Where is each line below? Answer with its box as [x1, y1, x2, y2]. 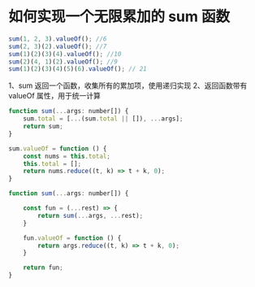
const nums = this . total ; [23, 152, 111, 160]
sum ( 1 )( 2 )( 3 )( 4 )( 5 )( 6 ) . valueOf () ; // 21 [8, 65, 148, 73]
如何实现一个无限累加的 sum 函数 [8, 7, 230, 26]
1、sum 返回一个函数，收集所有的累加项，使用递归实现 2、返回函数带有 [8, 80, 248, 90]
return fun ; [23, 263, 63, 272]
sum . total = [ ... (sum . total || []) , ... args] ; [23, 115, 184, 123]
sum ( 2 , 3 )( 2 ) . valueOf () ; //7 [8, 42, 107, 50]
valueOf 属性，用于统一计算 [8, 91, 102, 101]
